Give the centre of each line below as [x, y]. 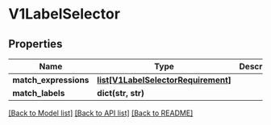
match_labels [39, 93]
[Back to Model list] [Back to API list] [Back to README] [101, 113]
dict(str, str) [121, 93]
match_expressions [51, 80]
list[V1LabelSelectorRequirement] [164, 80]
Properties [35, 44]
